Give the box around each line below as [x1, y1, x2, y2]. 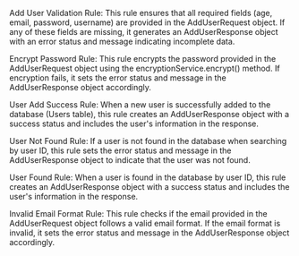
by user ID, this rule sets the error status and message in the [9, 145, 232, 156]
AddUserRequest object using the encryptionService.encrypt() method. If [9, 63, 280, 73]
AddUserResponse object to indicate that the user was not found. [9, 155, 251, 165]
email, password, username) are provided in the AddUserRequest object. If [9, 17, 286, 28]
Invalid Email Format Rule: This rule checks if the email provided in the [9, 209, 268, 218]
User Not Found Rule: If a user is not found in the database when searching [9, 136, 287, 146]
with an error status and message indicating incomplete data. [9, 36, 235, 47]
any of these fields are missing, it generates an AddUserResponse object [9, 27, 279, 37]
